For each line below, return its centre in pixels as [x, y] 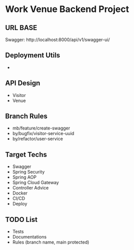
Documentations [29, 237]
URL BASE [21, 28]
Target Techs [26, 154]
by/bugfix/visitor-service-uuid [43, 133]
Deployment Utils [33, 55]
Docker [20, 193]
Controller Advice [30, 188]
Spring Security [28, 172]
